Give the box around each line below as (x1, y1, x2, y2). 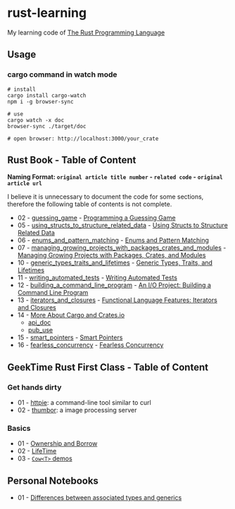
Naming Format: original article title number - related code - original (7, 172, 223, 181)
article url (7, 180, 42, 187)
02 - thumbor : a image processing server (17, 406, 137, 415)
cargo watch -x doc (7, 116, 65, 124)
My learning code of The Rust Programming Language (7, 28, 165, 37)
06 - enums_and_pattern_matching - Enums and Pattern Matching (17, 236, 210, 244)
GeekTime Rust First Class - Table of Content (7, 361, 209, 373)
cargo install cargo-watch (7, 92, 87, 99)
